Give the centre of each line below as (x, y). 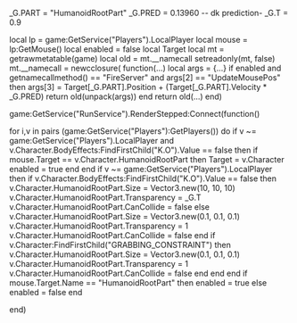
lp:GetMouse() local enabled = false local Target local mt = (117, 49)
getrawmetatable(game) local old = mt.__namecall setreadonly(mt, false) (142, 58)
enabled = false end (46, 292)
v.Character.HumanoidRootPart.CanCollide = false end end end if (128, 273)
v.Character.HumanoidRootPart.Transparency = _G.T (105, 197)
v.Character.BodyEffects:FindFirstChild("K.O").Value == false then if (134, 150)
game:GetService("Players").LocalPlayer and (92, 141)
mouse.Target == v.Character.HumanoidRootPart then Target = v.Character (147, 159)
